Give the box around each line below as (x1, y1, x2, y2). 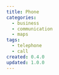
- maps (12, 31, 29, 37)
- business (12, 20, 40, 26)
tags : (6, 37, 20, 43)
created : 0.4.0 (6, 54, 45, 60)
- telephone (12, 43, 43, 49)
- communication (12, 25, 53, 32)
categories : (6, 15, 36, 21)
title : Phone (6, 8, 40, 15)
